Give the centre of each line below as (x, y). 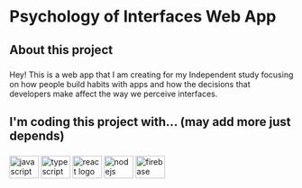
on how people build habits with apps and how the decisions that (130, 84)
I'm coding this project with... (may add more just (150, 122)
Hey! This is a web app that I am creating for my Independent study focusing (151, 75)
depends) (37, 135)
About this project (61, 50)
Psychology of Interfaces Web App (143, 17)
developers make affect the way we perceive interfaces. (114, 94)
